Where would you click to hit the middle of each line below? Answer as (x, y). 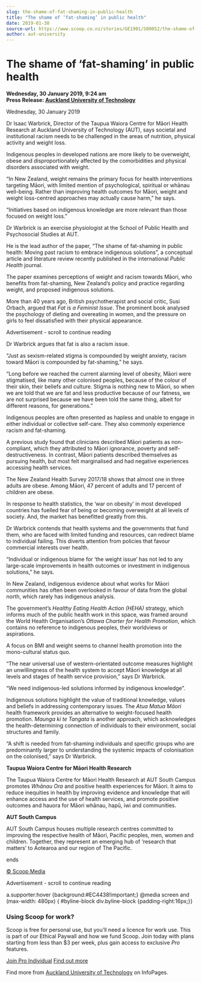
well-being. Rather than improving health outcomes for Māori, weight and (97, 192)
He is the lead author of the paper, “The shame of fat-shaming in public (95, 246)
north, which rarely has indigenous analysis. (61, 597)
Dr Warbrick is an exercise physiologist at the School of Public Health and (97, 228)
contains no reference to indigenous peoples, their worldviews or (87, 627)
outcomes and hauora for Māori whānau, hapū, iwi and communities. (91, 805)
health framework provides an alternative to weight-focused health (89, 713)
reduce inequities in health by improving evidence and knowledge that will (98, 793)
